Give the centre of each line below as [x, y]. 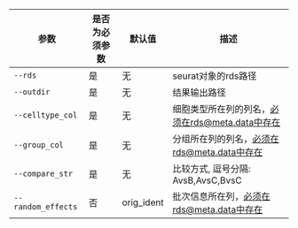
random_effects [46, 207]
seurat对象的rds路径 [215, 76]
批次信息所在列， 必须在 [221, 196]
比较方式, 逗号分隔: [212, 169]
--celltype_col [46, 115]
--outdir [32, 92]
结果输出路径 [199, 92]
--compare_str [43, 174]
